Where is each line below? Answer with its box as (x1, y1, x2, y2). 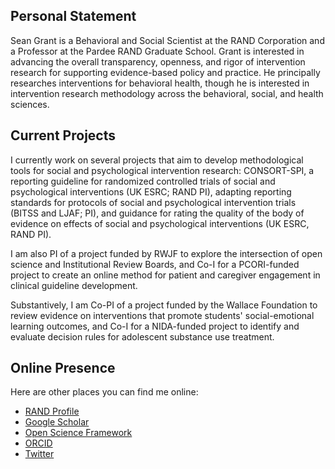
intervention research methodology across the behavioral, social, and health (10, 87, 324, 99)
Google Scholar (24, 416, 90, 428)
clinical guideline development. (10, 279, 138, 291)
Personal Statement (10, 8, 137, 25)
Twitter (24, 448, 55, 460)
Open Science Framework (24, 427, 133, 439)
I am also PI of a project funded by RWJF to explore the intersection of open (10, 247, 323, 259)
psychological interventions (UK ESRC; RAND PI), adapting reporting (10, 185, 292, 198)
